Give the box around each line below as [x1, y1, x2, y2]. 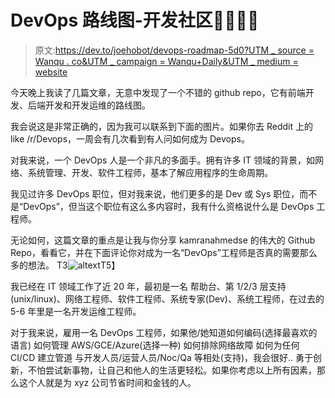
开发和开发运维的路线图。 [44, 99, 151, 111]
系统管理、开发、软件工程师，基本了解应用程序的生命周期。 [27, 166, 273, 178]
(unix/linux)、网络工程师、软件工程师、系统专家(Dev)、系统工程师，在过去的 [10, 292, 325, 305]
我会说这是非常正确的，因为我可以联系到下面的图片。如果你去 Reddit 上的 [10, 120, 313, 132]
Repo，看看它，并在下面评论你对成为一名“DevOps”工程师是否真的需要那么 [10, 246, 318, 258]
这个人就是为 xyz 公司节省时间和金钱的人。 [18, 376, 197, 388]
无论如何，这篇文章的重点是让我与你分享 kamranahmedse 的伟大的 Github [10, 234, 316, 246]
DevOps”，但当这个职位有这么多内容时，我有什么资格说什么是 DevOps [23, 200, 315, 212]
